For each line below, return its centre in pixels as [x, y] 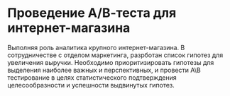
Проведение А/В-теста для [92, 13]
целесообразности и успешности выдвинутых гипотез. [91, 85]
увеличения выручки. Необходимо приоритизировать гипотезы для [111, 62]
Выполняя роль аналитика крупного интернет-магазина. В [96, 47]
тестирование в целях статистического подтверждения [92, 77]
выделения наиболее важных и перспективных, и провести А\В [104, 70]
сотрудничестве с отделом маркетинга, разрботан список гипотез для [115, 55]
